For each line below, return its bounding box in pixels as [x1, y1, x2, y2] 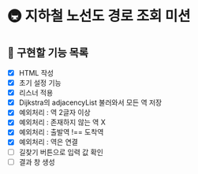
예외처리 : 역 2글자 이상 [18, 108, 92, 117]
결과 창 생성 [18, 157, 56, 166]
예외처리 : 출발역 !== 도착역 [18, 128, 104, 137]
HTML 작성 [18, 68, 54, 77]
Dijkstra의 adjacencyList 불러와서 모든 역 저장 [18, 98, 163, 107]
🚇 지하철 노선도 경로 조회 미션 [7, 7, 191, 25]
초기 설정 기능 [18, 78, 62, 87]
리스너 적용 [18, 88, 54, 98]
